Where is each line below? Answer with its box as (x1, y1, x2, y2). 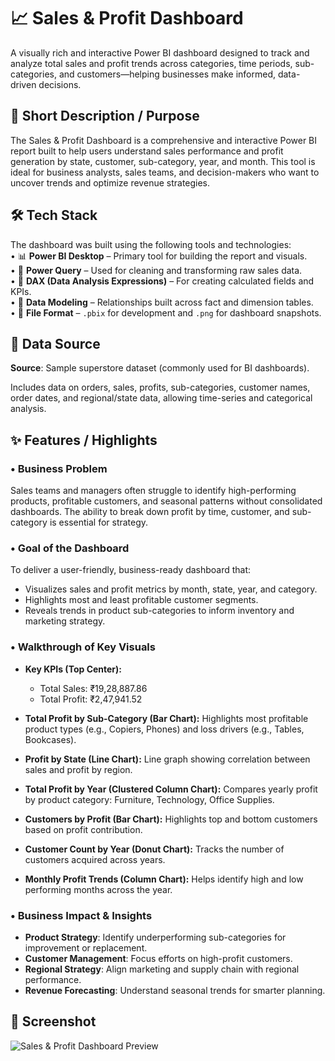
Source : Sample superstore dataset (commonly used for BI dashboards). (10, 362, 310, 374)
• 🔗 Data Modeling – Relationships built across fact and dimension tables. (10, 296, 314, 308)
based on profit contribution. (24, 823, 143, 835)
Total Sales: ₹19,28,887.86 (39, 682, 148, 694)
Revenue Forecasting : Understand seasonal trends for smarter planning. (24, 984, 326, 996)
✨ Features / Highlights (10, 431, 158, 449)
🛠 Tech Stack (10, 207, 98, 224)
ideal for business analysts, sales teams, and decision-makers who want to (10, 166, 320, 178)
